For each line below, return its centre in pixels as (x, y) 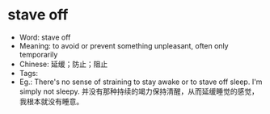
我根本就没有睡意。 (51, 101)
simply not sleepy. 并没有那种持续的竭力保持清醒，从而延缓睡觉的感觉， (139, 91)
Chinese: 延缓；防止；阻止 (63, 64)
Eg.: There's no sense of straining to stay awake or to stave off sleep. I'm (141, 82)
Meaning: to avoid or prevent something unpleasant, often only (124, 45)
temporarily (38, 54)
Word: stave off (45, 37)
